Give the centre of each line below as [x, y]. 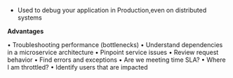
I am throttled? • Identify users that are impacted [78, 67]
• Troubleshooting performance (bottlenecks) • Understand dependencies [115, 45]
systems [29, 18]
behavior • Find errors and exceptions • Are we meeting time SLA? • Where [116, 60]
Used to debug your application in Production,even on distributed [112, 10]
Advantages [26, 31]
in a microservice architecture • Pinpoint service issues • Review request [113, 52]
